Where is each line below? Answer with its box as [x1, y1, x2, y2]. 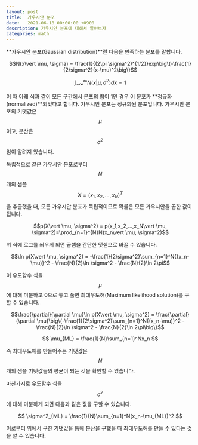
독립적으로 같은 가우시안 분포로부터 [6, 161, 88, 168]
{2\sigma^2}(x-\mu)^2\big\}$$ [63, 66, 138, 73]
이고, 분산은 [6, 127, 34, 134]
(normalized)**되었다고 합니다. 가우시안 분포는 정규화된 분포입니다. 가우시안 [6, 100, 185, 108]
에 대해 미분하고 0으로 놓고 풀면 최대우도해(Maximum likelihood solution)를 [6, 291, 184, 299]
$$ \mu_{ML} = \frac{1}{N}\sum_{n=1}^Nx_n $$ [42, 335, 159, 342]
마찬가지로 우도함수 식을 [6, 380, 63, 387]
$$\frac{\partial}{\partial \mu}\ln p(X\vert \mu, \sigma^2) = [11, 311, 155, 318]
